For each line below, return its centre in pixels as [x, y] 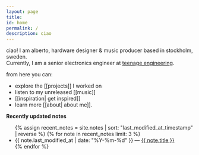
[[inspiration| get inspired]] [48, 99]
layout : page [22, 12]
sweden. [17, 57]
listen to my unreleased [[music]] [55, 92]
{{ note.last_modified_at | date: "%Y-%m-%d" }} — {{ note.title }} [94, 140]
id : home [17, 22]
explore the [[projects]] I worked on [58, 86]
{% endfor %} [32, 147]
